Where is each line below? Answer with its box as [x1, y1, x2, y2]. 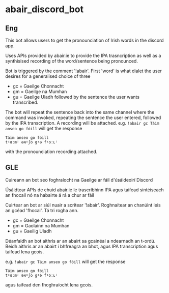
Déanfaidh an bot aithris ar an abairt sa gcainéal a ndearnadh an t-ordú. [5, 238, 156, 244]
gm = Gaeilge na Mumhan [12, 89, 67, 95]
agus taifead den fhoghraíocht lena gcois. [5, 281, 93, 288]
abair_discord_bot [5, 4, 84, 15]
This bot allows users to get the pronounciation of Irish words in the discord [5, 37, 164, 43]
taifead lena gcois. [5, 248, 44, 255]
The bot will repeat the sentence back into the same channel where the [5, 109, 155, 115]
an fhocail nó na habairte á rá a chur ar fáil [5, 192, 94, 198]
